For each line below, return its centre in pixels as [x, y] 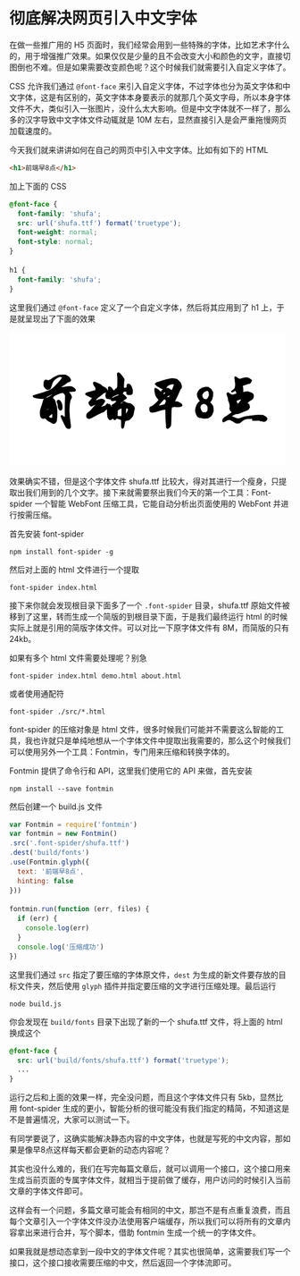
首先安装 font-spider [47, 534]
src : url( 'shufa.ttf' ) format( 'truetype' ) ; [99, 223]
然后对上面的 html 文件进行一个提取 [75, 570]
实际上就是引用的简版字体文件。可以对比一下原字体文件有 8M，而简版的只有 [150, 628]
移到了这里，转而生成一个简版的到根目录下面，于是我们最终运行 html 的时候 [149, 616]
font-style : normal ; [55, 242]
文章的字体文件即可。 [48, 1191]
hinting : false [46, 881]
